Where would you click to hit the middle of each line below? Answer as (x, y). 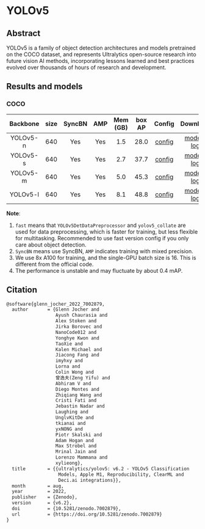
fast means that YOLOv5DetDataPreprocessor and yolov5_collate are (100, 225)
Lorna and (68, 367)
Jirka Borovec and (79, 327)
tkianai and (70, 423)
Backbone (24, 124)
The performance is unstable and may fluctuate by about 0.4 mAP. (99, 270)
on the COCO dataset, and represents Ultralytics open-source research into (101, 54)
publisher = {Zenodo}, (45, 497)
